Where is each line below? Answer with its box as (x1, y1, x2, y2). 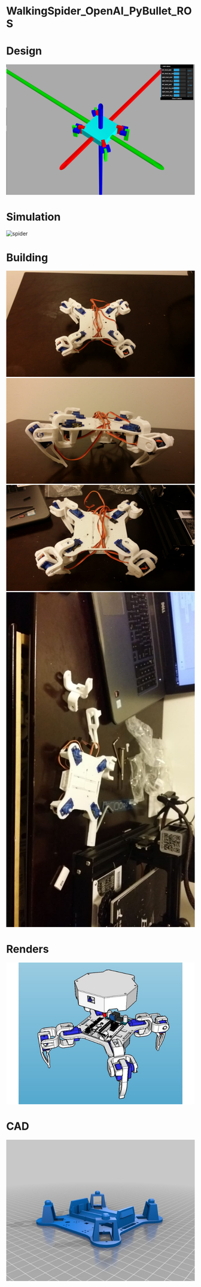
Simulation (6, 210, 61, 224)
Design (6, 44, 42, 58)
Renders (6, 943, 49, 956)
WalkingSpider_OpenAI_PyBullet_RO (6, 4, 193, 18)
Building (6, 251, 48, 264)
